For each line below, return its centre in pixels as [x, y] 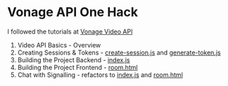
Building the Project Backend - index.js [74, 59]
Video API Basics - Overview [59, 45]
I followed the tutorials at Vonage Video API [70, 31]
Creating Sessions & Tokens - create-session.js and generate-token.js [119, 52]
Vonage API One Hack [73, 12]
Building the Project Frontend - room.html [78, 67]
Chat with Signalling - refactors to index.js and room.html [100, 75]
